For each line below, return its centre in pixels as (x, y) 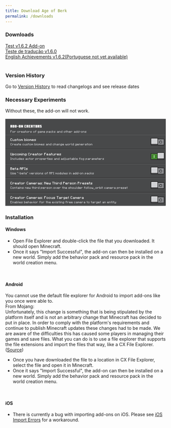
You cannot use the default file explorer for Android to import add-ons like (83, 296)
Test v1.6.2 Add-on (25, 46)
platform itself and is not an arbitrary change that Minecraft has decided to (83, 318)
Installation (20, 217)
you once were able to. (29, 301)
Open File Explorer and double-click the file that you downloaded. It (83, 241)
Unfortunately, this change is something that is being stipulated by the (79, 312)
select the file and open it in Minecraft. (53, 365)
